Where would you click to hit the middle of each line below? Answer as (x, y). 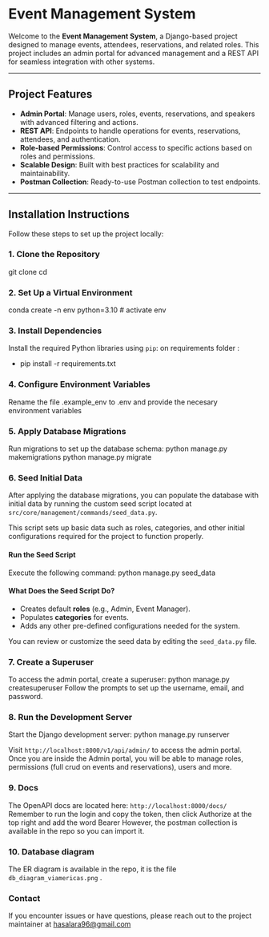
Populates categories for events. (74, 617)
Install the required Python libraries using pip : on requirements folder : (124, 348)
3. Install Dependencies (55, 331)
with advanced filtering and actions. (79, 122)
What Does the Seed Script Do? (62, 591)
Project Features (50, 94)
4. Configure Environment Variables (79, 384)
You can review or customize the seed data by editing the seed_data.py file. (133, 641)
